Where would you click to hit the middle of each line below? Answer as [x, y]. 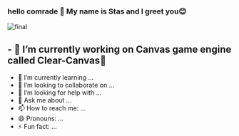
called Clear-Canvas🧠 [57, 60]
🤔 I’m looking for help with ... [60, 93]
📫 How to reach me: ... [52, 108]
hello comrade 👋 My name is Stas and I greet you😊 [97, 11]
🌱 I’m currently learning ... [56, 78]
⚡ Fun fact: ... [37, 127]
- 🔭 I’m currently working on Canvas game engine [119, 49]
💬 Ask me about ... [45, 100]
